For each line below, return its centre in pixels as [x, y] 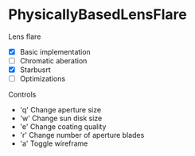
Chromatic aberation [53, 61]
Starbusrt [35, 70]
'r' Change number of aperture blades [82, 135]
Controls [22, 95]
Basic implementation [55, 51]
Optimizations [43, 79]
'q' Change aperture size [60, 110]
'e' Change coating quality [63, 127]
